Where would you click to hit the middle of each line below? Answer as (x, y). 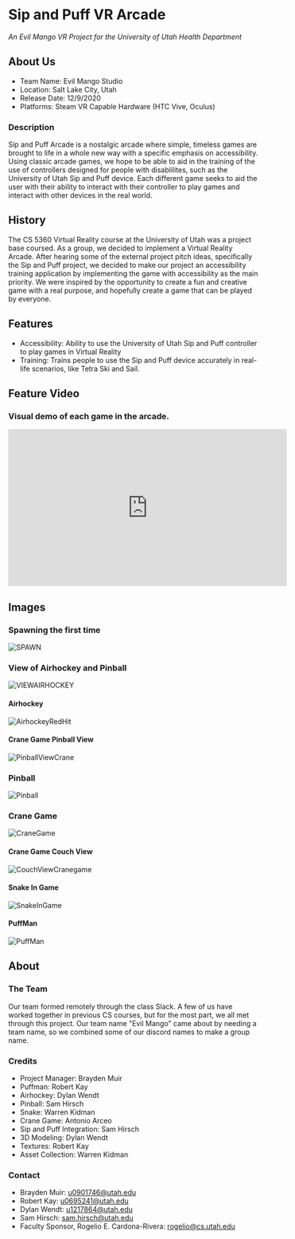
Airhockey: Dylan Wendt (59, 1095)
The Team (28, 989)
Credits (23, 1060)
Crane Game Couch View (50, 852)
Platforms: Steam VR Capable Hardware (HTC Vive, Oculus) (118, 106)
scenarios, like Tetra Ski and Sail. (85, 368)
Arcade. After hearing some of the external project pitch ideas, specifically (130, 256)
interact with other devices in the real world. (80, 195)
